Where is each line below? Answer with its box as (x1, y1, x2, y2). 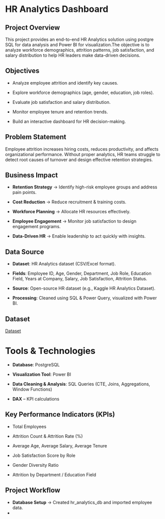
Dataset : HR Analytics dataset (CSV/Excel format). (12, 261, 116, 267)
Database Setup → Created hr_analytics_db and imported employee (12, 499, 153, 505)
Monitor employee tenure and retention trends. (12, 108, 108, 115)
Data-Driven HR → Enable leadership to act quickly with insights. (12, 233, 146, 239)
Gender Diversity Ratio (12, 462, 59, 468)
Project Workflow (5, 486, 61, 495)
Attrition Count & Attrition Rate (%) (12, 433, 83, 439)
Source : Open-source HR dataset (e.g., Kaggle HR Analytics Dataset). (12, 285, 156, 291)
